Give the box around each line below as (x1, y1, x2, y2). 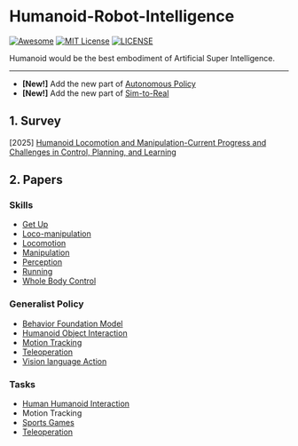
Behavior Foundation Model (21, 318, 123, 329)
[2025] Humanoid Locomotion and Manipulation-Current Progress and (9, 137, 267, 147)
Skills (9, 199, 34, 211)
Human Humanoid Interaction (21, 398, 130, 410)
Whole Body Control (21, 275, 97, 286)
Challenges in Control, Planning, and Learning (9, 147, 177, 157)
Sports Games (21, 418, 75, 428)
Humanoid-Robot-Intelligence (9, 6, 235, 27)
